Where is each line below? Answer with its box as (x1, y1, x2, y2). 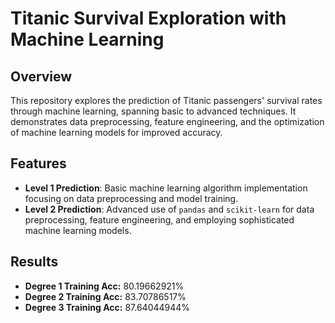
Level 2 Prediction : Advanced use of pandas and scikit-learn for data (24, 203, 315, 215)
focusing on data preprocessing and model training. (24, 192, 239, 204)
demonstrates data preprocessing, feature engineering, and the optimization (10, 116, 325, 127)
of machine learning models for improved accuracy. (10, 127, 223, 138)
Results (10, 253, 59, 271)
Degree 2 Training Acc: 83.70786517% (24, 290, 187, 302)
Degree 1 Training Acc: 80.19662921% (24, 280, 185, 292)
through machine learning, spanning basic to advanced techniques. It (10, 105, 297, 117)
